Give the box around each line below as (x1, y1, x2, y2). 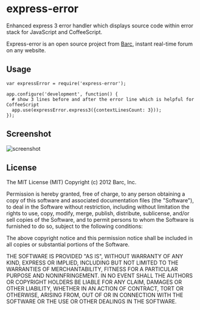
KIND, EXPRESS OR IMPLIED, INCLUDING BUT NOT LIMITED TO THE (6, 259, 179, 266)
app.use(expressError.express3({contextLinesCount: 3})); (12, 107, 162, 113)
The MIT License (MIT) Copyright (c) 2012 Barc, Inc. (6, 179, 137, 186)
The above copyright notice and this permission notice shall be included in (6, 235, 193, 242)
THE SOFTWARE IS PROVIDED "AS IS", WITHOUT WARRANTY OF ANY (6, 253, 184, 260)
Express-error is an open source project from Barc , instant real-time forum (6, 40, 193, 47)
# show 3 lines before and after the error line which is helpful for (12, 96, 195, 102)
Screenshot (6, 129, 52, 139)
